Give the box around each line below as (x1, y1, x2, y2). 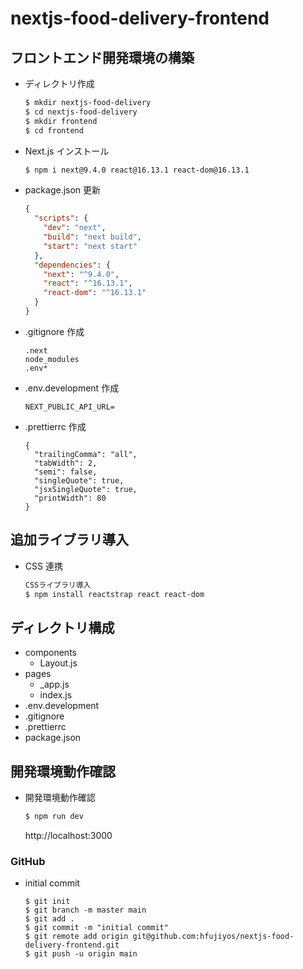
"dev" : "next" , (43, 223, 107, 233)
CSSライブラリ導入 (24, 580, 92, 590)
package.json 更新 (24, 184, 102, 196)
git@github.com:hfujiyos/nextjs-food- (132, 932, 295, 942)
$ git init (24, 897, 71, 907)
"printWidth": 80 (34, 493, 107, 503)
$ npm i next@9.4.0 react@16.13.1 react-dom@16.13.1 (24, 165, 250, 175)
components (24, 647, 77, 659)
